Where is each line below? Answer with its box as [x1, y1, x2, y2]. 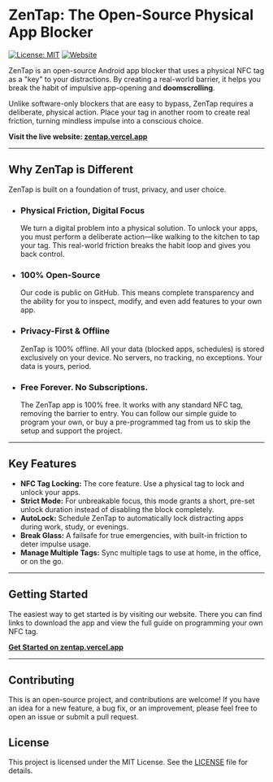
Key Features [8, 457, 77, 471]
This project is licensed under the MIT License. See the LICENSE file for [8, 758, 249, 767]
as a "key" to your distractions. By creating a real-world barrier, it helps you [8, 74, 262, 84]
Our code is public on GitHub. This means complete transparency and [19, 288, 254, 298]
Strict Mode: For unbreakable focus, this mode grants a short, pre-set [19, 496, 255, 506]
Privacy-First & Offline [19, 325, 110, 337]
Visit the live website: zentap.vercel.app [8, 132, 148, 141]
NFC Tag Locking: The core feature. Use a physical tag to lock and [19, 478, 245, 489]
